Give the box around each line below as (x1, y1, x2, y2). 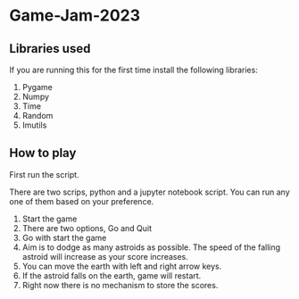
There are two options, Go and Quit (21, 222, 153, 233)
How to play (9, 145, 77, 161)
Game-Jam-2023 (9, 5, 141, 26)
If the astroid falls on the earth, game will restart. (21, 270, 202, 281)
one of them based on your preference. (9, 195, 154, 206)
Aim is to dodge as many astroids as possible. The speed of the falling (21, 242, 281, 253)
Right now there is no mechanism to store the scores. (21, 279, 219, 290)
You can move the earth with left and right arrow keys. (21, 261, 222, 271)
